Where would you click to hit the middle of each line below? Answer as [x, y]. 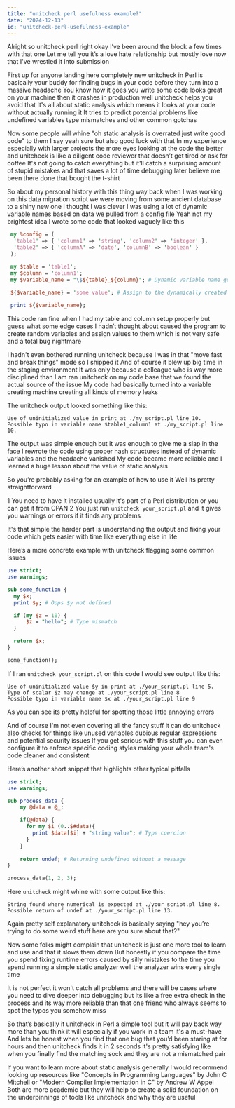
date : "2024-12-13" [36, 20]
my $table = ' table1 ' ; [43, 266]
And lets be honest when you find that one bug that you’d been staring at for [117, 1039]
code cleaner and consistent [48, 755]
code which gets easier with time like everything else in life [92, 536]
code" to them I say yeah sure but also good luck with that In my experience [117, 141]
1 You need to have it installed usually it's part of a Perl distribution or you [113, 501]
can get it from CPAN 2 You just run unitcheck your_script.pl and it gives [114, 508]
